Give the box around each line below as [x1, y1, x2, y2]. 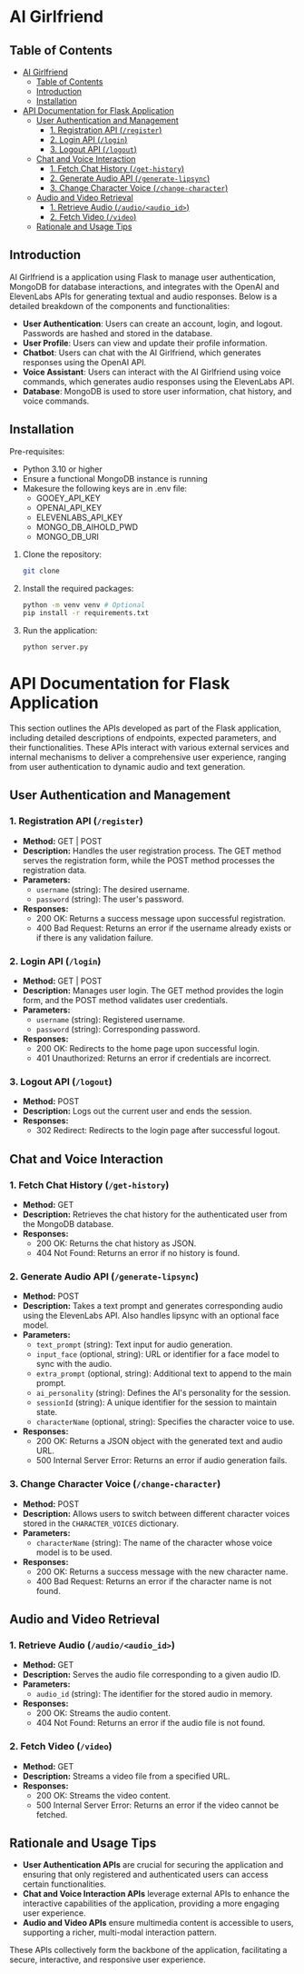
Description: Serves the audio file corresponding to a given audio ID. [22, 1670, 281, 1680]
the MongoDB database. [22, 1219, 114, 1230]
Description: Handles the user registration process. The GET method [22, 845, 281, 856]
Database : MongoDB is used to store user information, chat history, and [22, 385, 292, 396]
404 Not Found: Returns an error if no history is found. [35, 1248, 240, 1259]
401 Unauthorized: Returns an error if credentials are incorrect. [35, 1052, 272, 1064]
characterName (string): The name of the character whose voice [35, 1537, 273, 1548]
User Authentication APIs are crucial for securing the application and [22, 1859, 284, 1870]
